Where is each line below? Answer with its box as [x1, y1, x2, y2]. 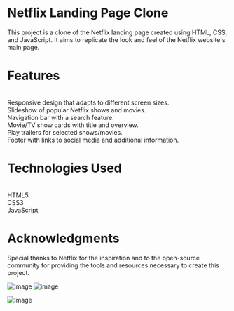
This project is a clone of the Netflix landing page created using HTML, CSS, [7, 28, 228, 37]
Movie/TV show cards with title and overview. [7, 121, 139, 129]
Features [7, 68, 60, 84]
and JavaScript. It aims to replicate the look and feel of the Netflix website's [7, 35, 226, 44]
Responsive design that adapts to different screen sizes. [7, 98, 170, 107]
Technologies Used [7, 160, 123, 176]
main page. [7, 43, 40, 51]
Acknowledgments [7, 230, 121, 246]
